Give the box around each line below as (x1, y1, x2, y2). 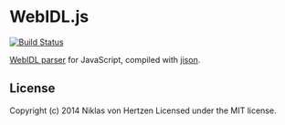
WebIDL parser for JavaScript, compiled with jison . (9, 54, 201, 65)
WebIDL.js (9, 6, 90, 27)
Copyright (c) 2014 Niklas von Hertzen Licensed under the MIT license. (9, 105, 277, 116)
